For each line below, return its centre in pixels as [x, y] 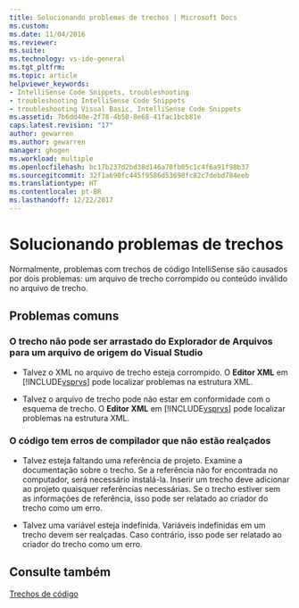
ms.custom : [29, 26]
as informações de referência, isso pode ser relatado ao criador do [145, 498]
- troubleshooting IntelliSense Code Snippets [97, 100]
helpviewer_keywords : [50, 84]
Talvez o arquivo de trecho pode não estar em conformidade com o [146, 399]
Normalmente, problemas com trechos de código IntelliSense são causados [149, 269]
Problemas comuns [64, 316]
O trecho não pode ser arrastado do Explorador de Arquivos [141, 342]
